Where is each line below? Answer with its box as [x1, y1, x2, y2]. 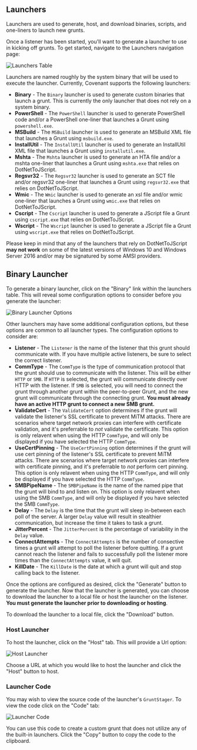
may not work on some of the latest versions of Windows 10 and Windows [6, 246, 186, 253]
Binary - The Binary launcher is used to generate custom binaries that [14, 91, 185, 98]
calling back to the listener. [14, 569, 81, 576]
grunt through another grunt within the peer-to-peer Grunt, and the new [14, 388, 189, 395]
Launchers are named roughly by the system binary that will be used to [6, 73, 178, 80]
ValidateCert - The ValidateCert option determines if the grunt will [14, 406, 178, 414]
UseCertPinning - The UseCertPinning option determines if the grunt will [14, 444, 191, 451]
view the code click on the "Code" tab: [6, 702, 100, 709]
